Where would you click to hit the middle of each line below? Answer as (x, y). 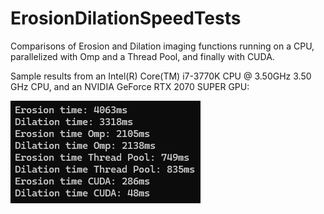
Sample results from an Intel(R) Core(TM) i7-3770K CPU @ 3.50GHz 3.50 (161, 76)
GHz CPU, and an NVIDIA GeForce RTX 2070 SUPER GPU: (130, 86)
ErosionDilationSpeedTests (126, 18)
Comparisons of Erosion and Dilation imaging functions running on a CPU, (162, 46)
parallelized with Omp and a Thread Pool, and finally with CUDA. (142, 56)
